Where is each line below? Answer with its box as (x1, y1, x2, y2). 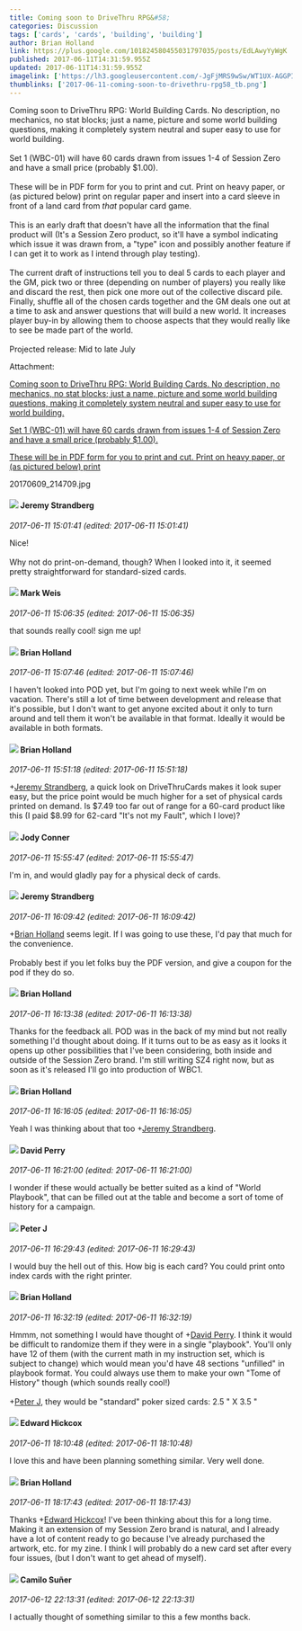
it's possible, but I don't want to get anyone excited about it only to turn (9, 703, 273, 715)
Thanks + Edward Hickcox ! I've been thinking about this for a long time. (9, 1514, 271, 1525)
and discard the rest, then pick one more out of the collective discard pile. (9, 286, 283, 297)
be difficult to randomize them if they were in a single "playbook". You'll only (9, 1339, 292, 1350)
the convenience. (9, 938, 74, 949)
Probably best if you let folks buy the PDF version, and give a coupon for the (9, 957, 292, 967)
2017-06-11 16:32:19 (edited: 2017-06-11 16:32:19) (9, 1312, 192, 1323)
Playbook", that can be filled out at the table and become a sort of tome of (9, 1192, 284, 1203)
